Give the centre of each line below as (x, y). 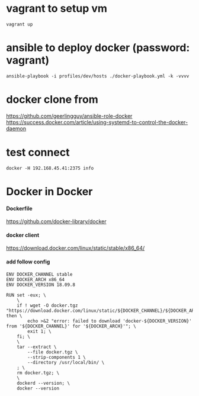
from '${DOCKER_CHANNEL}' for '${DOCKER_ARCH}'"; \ (71, 326)
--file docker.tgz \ (53, 352)
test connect (38, 152)
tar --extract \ (37, 347)
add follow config (28, 262)
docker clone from (52, 100)
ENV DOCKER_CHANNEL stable (39, 274)
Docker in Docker (49, 191)
